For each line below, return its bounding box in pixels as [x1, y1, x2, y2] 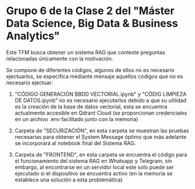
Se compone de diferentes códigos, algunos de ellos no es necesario [6, 66, 175, 73]
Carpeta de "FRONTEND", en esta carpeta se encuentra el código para [14, 151, 187, 158]
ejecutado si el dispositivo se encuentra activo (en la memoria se [14, 170, 173, 177]
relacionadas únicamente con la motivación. [6, 55, 113, 62]
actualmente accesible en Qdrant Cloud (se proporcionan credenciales [14, 109, 187, 116]
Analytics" [6, 30, 60, 43]
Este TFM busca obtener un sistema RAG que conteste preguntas [6, 48, 165, 56]
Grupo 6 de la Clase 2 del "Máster [6, 4, 175, 18]
